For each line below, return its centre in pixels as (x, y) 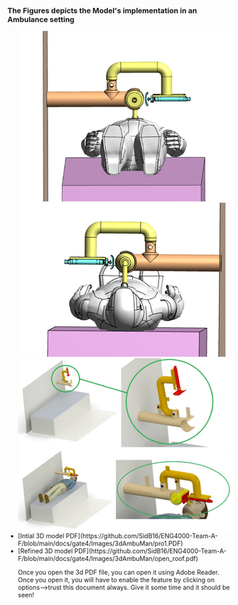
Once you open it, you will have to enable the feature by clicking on (116, 579)
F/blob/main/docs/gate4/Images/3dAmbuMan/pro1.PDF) (100, 543)
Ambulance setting (41, 19)
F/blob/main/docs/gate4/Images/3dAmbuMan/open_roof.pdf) (108, 558)
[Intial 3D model (41, 535)
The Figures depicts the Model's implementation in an (102, 11)
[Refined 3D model (45, 551)
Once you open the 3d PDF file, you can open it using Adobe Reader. (118, 572)
